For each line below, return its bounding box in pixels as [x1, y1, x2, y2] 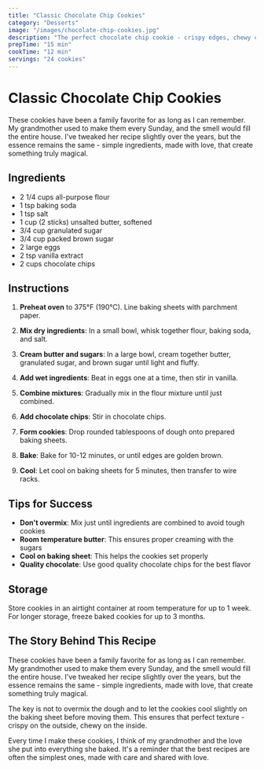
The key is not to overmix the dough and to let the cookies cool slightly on [8, 704, 247, 713]
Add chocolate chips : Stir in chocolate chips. [19, 412, 167, 421]
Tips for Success [8, 497, 93, 511]
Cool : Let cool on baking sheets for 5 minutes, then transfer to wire [19, 466, 237, 475]
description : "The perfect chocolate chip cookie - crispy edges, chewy [8, 33, 251, 42]
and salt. [19, 335, 48, 344]
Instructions [8, 282, 69, 295]
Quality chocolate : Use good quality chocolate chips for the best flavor [19, 559, 251, 570]
